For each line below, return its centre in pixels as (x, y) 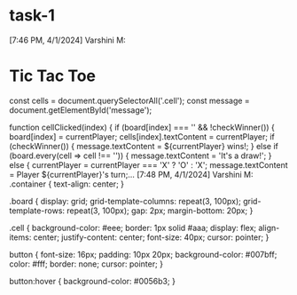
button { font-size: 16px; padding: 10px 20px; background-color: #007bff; (143, 254)
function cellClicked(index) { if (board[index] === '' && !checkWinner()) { (142, 127)
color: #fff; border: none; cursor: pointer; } (86, 264)
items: (20, 237)
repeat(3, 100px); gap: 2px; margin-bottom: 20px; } (160, 211)
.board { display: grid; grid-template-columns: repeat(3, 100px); (125, 201)
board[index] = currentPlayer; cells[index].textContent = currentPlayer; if (142, 136)
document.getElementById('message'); (81, 110)
